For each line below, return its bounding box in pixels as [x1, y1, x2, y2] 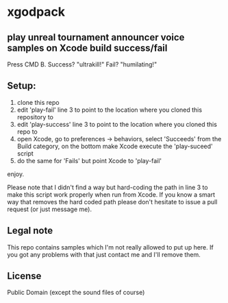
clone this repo [16, 98, 60, 106]
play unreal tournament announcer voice [7, 32, 185, 43]
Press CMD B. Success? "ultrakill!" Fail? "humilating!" [7, 60, 157, 69]
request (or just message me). [7, 205, 92, 213]
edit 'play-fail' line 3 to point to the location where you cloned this [16, 106, 203, 114]
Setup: [7, 80, 36, 92]
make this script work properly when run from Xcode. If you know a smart [7, 190, 216, 199]
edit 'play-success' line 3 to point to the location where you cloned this [16, 120, 218, 128]
